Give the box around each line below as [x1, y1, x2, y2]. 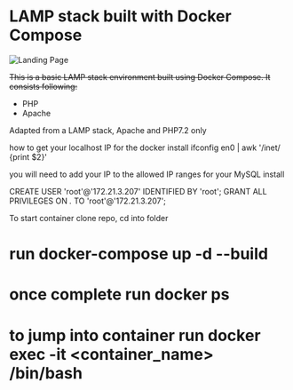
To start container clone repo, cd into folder [9, 212, 169, 223]
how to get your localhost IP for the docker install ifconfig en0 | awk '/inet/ [9, 142, 281, 153]
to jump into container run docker [9, 325, 261, 346]
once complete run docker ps [9, 284, 230, 305]
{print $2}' [9, 151, 47, 162]
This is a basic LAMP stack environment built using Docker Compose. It [9, 71, 271, 82]
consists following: [9, 81, 78, 92]
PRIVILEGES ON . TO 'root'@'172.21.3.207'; [9, 195, 167, 206]
